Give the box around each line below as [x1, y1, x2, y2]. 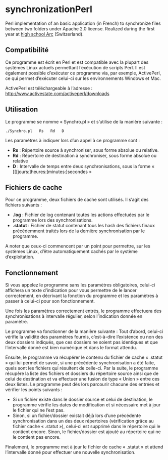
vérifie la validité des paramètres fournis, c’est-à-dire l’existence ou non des [5, 334, 163, 340]
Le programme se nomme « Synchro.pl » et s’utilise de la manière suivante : [5, 118, 163, 124]
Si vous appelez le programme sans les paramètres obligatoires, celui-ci [5, 282, 155, 288]
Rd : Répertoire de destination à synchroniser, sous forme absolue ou [12, 152, 157, 158]
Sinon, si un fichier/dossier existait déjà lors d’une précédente [12, 412, 141, 419]
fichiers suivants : [5, 202, 42, 208]
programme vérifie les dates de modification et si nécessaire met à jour [12, 402, 161, 408]
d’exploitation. [5, 254, 34, 260]
